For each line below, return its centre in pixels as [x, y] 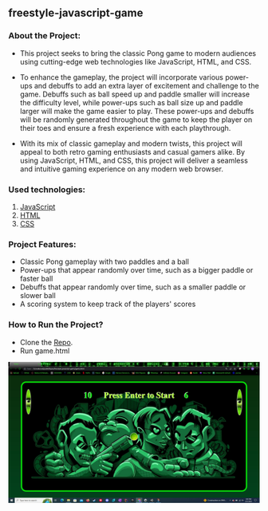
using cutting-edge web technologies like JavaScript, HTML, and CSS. [136, 61]
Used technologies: [47, 189]
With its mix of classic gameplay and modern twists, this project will [131, 143]
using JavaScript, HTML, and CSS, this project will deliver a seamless [134, 160]
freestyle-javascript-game [76, 13]
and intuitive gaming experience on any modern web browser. [121, 169]
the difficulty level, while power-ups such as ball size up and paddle [131, 102]
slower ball [37, 296]
